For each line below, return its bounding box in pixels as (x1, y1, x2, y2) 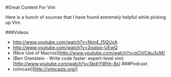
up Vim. (5, 20, 22, 25)
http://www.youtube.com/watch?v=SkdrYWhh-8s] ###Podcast (14, 61, 147, 66)
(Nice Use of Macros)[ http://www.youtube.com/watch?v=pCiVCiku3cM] (12, 50, 165, 56)
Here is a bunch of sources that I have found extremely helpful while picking (5, 14, 166, 20)
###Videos (5, 29, 29, 35)
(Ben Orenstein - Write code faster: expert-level (12, 55, 114, 61)
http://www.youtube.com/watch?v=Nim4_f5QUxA (12, 39, 118, 45)
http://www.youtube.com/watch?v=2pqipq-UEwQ (12, 45, 118, 50)
